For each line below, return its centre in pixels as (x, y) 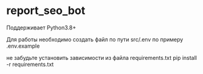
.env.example (23, 46)
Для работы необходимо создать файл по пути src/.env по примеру (95, 39)
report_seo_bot (46, 11)
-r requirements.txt (30, 64)
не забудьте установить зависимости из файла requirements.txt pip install (101, 57)
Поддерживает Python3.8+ (41, 28)
